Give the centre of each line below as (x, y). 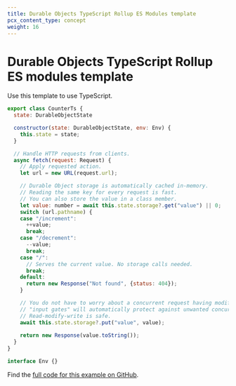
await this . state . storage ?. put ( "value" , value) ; (92, 322)
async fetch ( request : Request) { (63, 160)
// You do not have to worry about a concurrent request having (116, 303)
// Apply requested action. (61, 167)
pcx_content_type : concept (47, 20)
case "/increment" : (48, 218)
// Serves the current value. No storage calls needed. (109, 264)
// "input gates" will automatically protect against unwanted (114, 310)
